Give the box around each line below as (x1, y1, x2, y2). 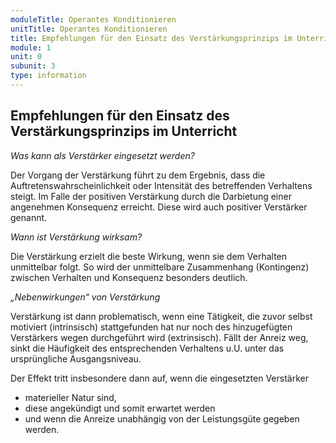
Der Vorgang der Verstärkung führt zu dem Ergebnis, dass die (10, 169, 266, 181)
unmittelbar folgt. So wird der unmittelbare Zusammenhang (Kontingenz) (10, 261, 310, 273)
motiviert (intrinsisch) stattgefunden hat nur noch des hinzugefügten (10, 321, 293, 333)
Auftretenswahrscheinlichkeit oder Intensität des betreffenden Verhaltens (10, 179, 313, 191)
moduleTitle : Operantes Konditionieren (10, 14, 177, 25)
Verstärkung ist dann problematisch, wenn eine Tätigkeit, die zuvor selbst (10, 310, 313, 322)
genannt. (10, 211, 48, 223)
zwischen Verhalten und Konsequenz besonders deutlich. (10, 271, 248, 283)
